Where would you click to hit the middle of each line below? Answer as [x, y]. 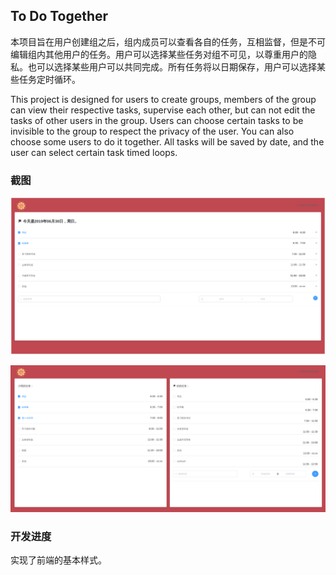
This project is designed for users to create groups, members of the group [163, 99]
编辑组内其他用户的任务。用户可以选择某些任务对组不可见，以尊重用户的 [159, 54]
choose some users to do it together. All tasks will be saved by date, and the [167, 141]
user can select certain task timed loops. [94, 152]
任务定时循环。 [49, 79]
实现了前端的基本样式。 [58, 560]
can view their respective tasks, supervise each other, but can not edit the [163, 110]
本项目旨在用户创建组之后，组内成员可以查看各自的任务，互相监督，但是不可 [168, 41]
